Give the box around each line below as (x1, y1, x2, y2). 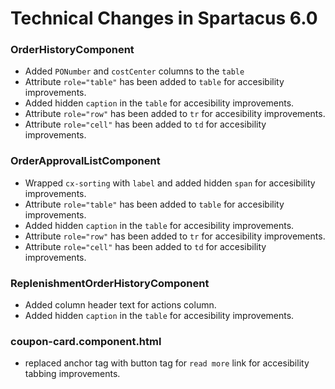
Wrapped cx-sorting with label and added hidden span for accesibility (24, 177, 316, 189)
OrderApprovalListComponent (10, 154, 161, 168)
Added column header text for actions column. (24, 299, 217, 311)
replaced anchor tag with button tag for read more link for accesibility (24, 357, 310, 369)
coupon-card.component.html (10, 335, 162, 348)
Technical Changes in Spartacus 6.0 (10, 7, 318, 30)
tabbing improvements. (24, 368, 121, 380)
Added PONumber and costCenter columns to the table (24, 65, 245, 77)
